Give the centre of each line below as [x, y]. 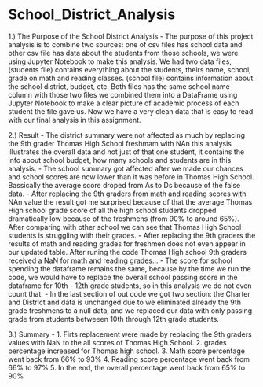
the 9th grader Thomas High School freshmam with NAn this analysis [120, 143]
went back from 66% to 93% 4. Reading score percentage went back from [129, 359]
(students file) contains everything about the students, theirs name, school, [130, 69]
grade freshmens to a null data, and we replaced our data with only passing [130, 310]
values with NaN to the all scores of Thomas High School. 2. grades [118, 342]
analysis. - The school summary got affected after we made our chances [126, 168]
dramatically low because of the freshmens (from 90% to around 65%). [124, 219]
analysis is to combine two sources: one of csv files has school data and [125, 44]
